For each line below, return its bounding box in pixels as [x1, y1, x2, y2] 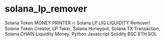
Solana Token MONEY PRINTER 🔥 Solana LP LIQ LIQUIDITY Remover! [5, 20, 151, 26]
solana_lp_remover [5, 3, 88, 15]
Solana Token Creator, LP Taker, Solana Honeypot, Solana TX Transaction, [5, 25, 160, 31]
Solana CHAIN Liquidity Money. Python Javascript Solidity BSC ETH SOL [5, 31, 157, 37]
